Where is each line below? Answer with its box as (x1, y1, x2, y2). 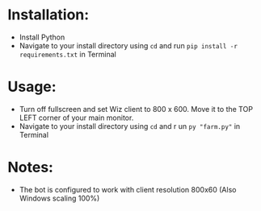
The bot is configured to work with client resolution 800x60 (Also (19, 184, 237, 194)
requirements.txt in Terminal (19, 49, 116, 59)
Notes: (7, 159, 54, 176)
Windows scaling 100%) (19, 193, 100, 203)
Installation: (7, 6, 90, 24)
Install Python (19, 32, 65, 42)
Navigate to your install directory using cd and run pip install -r (19, 40, 238, 50)
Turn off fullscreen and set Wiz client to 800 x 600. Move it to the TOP (19, 104, 254, 114)
